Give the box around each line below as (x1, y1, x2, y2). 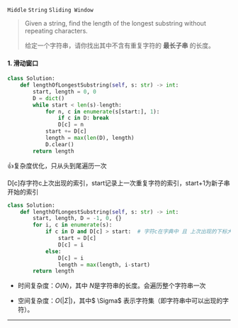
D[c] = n (57, 121, 84, 129)
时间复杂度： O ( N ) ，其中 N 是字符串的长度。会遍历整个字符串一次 (17, 281, 206, 290)
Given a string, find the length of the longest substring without (24, 19, 207, 27)
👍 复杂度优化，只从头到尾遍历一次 (7, 161, 107, 170)
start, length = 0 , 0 (33, 88, 97, 95)
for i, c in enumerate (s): (33, 222, 113, 229)
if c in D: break (57, 114, 110, 122)
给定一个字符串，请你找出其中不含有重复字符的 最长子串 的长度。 (24, 41, 215, 50)
